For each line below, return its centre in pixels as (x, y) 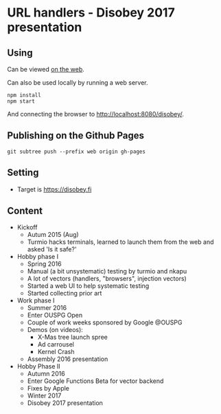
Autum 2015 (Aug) (53, 235)
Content (25, 211)
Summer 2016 (47, 308)
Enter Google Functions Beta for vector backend (95, 381)
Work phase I (36, 300)
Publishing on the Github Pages (75, 136)
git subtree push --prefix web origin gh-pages (77, 152)
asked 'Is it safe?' (52, 249)
